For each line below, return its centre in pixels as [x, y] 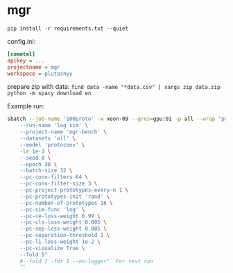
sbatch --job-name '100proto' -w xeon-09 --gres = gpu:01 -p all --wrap [111, 119]
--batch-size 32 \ [46, 171]
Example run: [26, 106]
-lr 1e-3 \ [35, 151]
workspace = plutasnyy [40, 74]
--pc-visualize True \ [52, 248]
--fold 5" [34, 255]
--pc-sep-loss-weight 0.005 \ [63, 229]
